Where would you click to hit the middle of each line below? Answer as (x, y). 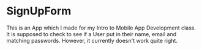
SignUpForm (39, 11)
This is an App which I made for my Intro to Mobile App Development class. (101, 28)
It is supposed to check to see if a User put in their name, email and (92, 34)
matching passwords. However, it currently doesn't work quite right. (92, 40)
